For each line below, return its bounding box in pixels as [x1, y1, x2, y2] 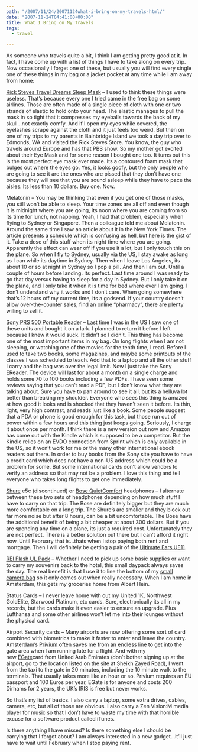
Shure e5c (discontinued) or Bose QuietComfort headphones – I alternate [6, 487, 184, 494]
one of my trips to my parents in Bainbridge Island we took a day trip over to [6, 132, 191, 140]
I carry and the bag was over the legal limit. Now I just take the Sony [6, 363, 172, 370]
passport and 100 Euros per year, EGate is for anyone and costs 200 [6, 679, 173, 686]
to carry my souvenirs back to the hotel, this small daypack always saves [6, 562, 184, 569]
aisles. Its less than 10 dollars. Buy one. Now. [6, 183, 115, 190]
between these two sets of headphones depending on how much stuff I [6, 494, 180, 501]
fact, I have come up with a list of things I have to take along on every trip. [6, 59, 186, 66]
